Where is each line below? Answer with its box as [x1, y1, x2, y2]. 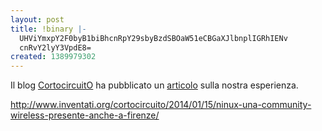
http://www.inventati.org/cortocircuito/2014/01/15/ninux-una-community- [10, 99, 312, 111]
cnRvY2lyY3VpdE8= [19, 42, 92, 53]
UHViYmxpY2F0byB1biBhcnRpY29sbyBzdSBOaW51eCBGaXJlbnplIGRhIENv [19, 33, 288, 43]
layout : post [10, 14, 65, 25]
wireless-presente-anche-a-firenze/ [10, 109, 160, 121]
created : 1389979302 [10, 52, 97, 62]
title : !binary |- [10, 24, 87, 34]
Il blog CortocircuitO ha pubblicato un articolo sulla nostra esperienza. [10, 79, 299, 91]
